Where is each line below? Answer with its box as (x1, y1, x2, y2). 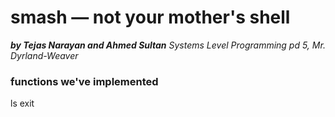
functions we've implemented (10, 74, 159, 88)
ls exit (10, 97, 35, 110)
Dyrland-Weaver (10, 49, 79, 61)
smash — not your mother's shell (10, 6, 291, 29)
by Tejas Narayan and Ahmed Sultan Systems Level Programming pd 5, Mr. (10, 39, 326, 51)
